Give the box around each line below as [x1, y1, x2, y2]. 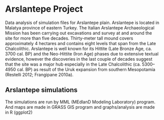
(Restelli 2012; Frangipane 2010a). [5, 72, 74, 77]
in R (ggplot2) [5, 109, 33, 115]
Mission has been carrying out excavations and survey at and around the [5, 30, 152, 36]
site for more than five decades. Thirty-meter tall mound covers [5, 35, 134, 41]
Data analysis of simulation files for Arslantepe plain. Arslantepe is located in [5, 20, 160, 25]
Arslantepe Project [5, 3, 83, 15]
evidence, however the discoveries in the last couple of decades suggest [5, 56, 153, 62]
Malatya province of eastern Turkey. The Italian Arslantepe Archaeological [5, 24, 155, 30]
